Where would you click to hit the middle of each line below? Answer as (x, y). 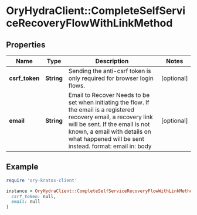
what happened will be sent (106, 139)
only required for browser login (111, 78)
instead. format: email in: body (110, 146)
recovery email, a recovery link (111, 117)
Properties (26, 45)
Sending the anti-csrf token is (110, 71)
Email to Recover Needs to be (109, 95)
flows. (77, 86)
